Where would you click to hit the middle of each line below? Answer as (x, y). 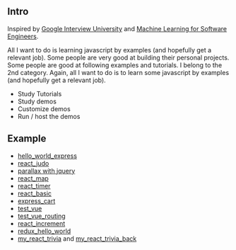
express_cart (36, 200)
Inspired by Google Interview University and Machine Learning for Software (117, 28)
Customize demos (44, 108)
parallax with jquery (46, 171)
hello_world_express (47, 156)
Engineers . (23, 36)
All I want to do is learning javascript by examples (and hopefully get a (110, 50)
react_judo (33, 163)
